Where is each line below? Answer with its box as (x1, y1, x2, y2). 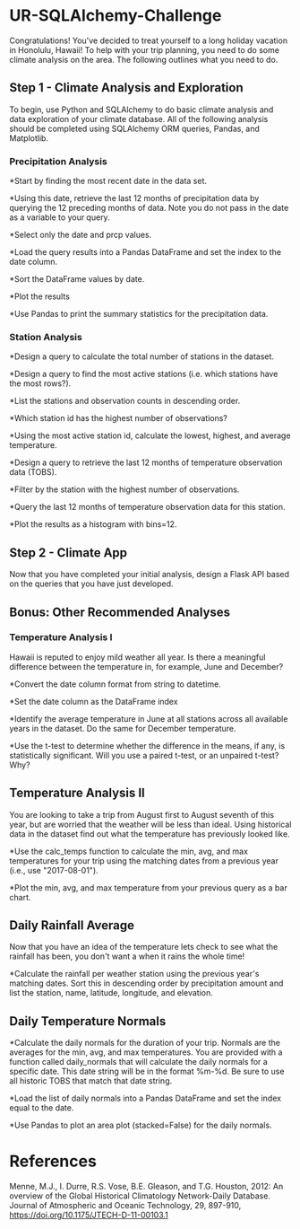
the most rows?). (9, 378, 72, 389)
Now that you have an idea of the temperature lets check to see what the (9, 942, 279, 952)
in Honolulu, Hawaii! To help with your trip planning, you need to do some (9, 44, 280, 55)
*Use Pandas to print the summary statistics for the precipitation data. (9, 309, 269, 320)
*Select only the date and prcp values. (9, 230, 152, 241)
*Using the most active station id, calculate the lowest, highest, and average (9, 430, 291, 441)
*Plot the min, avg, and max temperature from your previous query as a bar (9, 882, 288, 893)
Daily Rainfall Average (9, 917, 134, 934)
